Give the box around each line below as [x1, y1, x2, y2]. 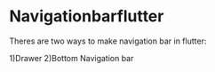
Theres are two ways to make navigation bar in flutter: [9, 36, 207, 46]
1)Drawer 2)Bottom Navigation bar [9, 52, 134, 63]
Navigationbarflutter [9, 6, 164, 27]
